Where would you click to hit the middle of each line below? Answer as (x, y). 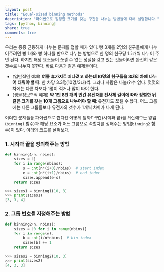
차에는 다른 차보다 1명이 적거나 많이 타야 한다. (56, 89)
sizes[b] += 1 (37, 242)
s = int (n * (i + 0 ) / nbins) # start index (64, 168)
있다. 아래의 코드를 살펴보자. (43, 130)
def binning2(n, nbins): (31, 224)
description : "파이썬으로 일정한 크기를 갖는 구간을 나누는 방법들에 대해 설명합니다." (82, 19)
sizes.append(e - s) (42, 177)
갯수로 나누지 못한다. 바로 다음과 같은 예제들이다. (52, 66)
